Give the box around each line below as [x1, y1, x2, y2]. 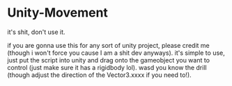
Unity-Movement [7, 5, 108, 21]
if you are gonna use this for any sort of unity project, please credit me [7, 41, 210, 49]
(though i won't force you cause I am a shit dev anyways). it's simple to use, [7, 49, 225, 57]
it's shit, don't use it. [7, 28, 65, 36]
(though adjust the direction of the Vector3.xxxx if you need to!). [7, 71, 192, 79]
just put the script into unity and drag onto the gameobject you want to [7, 55, 210, 64]
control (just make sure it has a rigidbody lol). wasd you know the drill [7, 63, 207, 71]
